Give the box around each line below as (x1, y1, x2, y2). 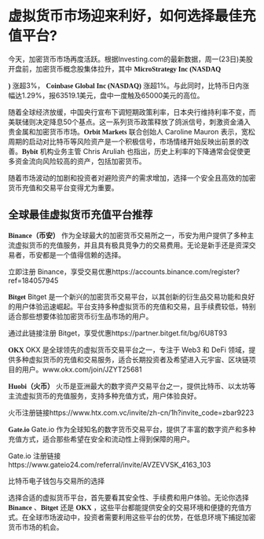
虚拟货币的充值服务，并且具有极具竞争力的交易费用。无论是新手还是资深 (14, 240, 249, 250)
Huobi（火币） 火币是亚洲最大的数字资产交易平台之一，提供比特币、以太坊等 (8, 381, 256, 390)
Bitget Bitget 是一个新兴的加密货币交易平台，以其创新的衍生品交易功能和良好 (8, 291, 255, 301)
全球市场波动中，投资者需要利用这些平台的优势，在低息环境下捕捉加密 (28, 512, 256, 522)
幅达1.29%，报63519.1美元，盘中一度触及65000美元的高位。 (8, 90, 204, 100)
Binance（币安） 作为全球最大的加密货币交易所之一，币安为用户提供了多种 (8, 230, 247, 240)
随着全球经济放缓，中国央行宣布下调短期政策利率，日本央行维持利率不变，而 (8, 107, 256, 116)
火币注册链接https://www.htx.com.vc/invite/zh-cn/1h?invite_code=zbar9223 (8, 408, 255, 417)
